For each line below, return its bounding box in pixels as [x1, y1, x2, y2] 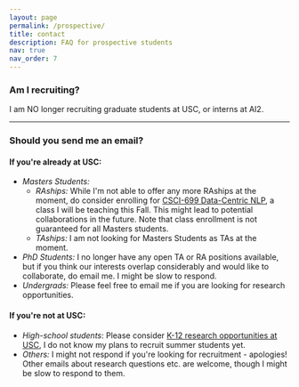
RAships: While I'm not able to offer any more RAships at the [35, 186, 256, 197]
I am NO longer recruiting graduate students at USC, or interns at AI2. [9, 104, 264, 115]
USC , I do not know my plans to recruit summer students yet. [21, 339, 246, 350]
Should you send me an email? [9, 134, 144, 147]
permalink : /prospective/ [9, 21, 105, 30]
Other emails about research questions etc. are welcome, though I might [21, 358, 287, 369]
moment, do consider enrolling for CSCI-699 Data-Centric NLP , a [35, 195, 275, 206]
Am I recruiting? [9, 84, 80, 96]
